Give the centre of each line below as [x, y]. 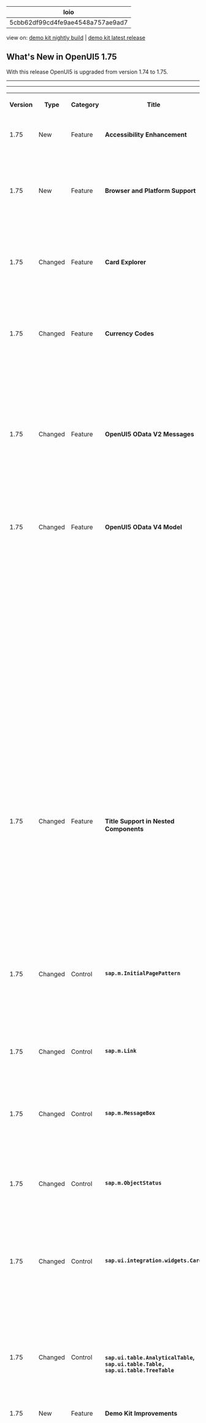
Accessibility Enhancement [146, 135]
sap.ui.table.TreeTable [140, 1370]
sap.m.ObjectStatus [133, 1183]
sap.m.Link [121, 1051]
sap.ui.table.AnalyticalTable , [150, 1357]
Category [85, 104]
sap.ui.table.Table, [135, 1364]
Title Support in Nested [140, 821]
